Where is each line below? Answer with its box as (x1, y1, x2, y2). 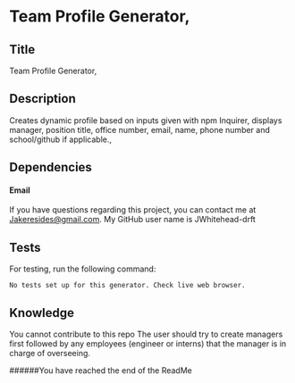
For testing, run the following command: (9, 263, 156, 274)
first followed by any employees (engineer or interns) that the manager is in (9, 338, 287, 349)
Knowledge (9, 305, 74, 321)
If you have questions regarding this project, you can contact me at (9, 204, 257, 215)
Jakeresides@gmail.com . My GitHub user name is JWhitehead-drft (9, 214, 257, 225)
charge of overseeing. (9, 348, 91, 359)
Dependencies (9, 160, 92, 175)
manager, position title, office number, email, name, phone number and (9, 124, 271, 135)
